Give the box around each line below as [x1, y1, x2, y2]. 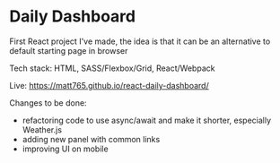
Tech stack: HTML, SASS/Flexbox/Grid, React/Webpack [9, 63, 215, 73]
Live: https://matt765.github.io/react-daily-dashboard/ [9, 80, 209, 90]
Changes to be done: [9, 97, 87, 108]
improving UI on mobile [22, 143, 109, 154]
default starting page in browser [9, 45, 128, 56]
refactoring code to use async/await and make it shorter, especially [22, 115, 272, 125]
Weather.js [22, 124, 63, 135]
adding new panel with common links [22, 133, 161, 144]
